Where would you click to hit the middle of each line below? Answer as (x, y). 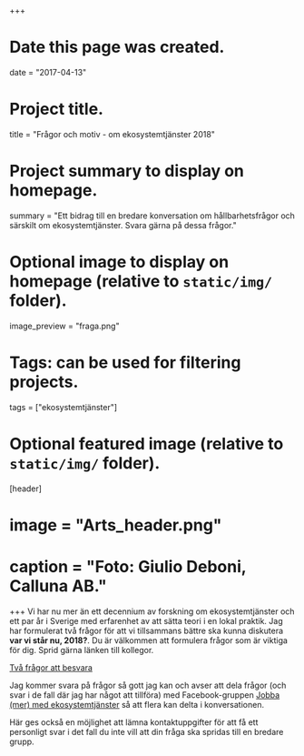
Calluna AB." (58, 586)
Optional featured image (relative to (147, 444)
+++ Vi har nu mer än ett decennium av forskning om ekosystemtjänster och (152, 611)
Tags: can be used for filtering (125, 363)
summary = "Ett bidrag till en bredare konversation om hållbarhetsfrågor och (152, 216)
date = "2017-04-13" (48, 72)
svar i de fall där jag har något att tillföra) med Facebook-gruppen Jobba (145, 695)
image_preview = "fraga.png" (64, 326)
